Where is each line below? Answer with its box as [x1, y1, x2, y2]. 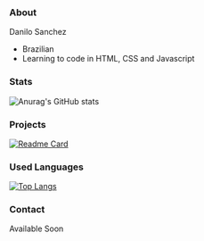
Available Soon [9, 223, 64, 234]
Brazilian [21, 44, 55, 54]
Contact [9, 204, 45, 216]
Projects [9, 118, 46, 130]
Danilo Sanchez [9, 27, 67, 37]
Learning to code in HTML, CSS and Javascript [21, 54, 195, 64]
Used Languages [9, 161, 85, 173]
